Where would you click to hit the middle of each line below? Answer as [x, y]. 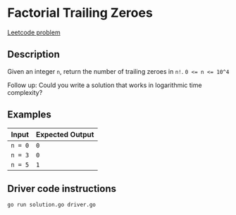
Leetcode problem [34, 32]
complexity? [25, 92]
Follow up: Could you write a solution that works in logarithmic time [105, 85]
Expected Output [65, 134]
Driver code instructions [62, 189]
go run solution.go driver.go [52, 205]
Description [33, 54]
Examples [29, 115]
